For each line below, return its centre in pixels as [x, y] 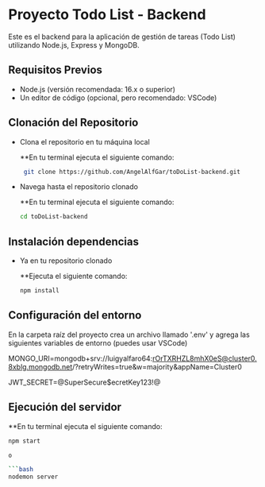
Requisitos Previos [56, 70]
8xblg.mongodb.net [40, 366]
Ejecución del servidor [65, 407]
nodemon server [33, 477]
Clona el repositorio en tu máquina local [85, 141]
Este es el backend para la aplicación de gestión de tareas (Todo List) [122, 37]
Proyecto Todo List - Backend [107, 15]
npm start [25, 441]
